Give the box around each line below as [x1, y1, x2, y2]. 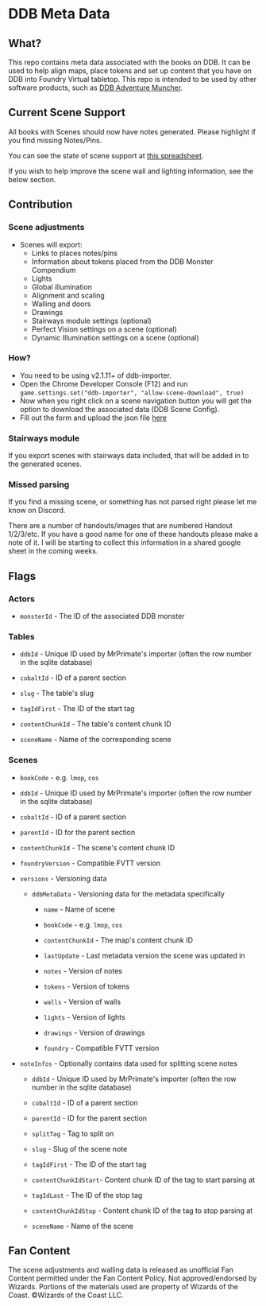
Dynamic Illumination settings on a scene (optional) [31, 332, 199, 342]
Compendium [31, 265, 76, 274]
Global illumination [31, 282, 93, 291]
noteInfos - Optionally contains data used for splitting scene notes [19, 1059, 238, 1068]
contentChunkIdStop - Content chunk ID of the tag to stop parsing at [31, 1206, 253, 1215]
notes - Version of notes [43, 966, 123, 975]
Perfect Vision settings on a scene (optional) [31, 324, 177, 334]
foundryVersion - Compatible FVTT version [19, 858, 161, 868]
